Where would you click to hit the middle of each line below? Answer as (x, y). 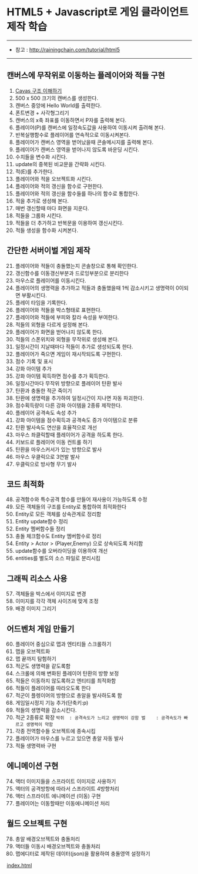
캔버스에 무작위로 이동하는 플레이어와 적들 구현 (86, 75)
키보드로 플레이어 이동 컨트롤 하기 (54, 442)
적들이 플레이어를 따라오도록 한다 (53, 688)
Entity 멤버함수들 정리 (40, 529)
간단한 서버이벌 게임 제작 (48, 251)
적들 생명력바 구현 (36, 746)
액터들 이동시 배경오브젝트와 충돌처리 (58, 846)
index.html (19, 865)
